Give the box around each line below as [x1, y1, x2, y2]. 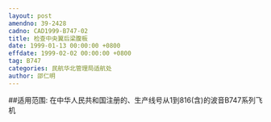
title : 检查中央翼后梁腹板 [8, 34, 89, 43]
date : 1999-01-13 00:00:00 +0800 [8, 42, 121, 50]
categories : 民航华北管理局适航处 [8, 65, 112, 73]
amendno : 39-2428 [8, 19, 67, 27]
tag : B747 [8, 57, 42, 65]
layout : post [8, 11, 52, 20]
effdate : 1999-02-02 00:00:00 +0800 [8, 49, 131, 57]
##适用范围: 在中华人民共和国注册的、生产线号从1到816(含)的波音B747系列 [8, 95, 256, 105]
